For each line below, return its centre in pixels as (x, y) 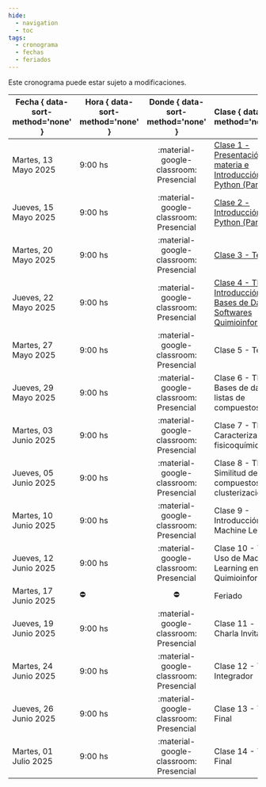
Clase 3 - (232, 254)
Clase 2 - (232, 202)
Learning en (236, 567)
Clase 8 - (232, 463)
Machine (230, 530)
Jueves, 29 (33, 388)
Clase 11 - (235, 623)
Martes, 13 (32, 159)
